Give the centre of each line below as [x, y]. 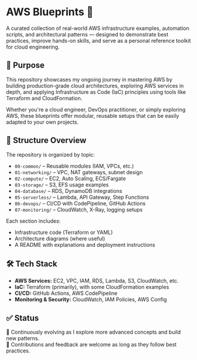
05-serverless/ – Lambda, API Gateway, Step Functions [82, 197]
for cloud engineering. [33, 47]
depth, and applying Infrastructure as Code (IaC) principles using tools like [96, 92]
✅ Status [23, 318]
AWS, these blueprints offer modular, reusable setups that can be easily [93, 116]
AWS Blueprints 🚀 [50, 12]
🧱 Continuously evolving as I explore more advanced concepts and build [94, 332]
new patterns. [23, 338]
